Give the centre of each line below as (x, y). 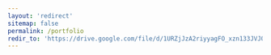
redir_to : (24, 38)
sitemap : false (33, 23)
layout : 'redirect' (40, 16)
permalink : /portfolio (46, 31)
